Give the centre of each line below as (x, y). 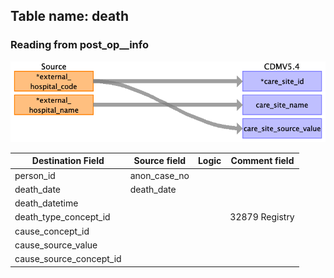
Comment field (262, 161)
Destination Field (68, 161)
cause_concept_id (52, 231)
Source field (160, 161)
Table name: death (69, 16)
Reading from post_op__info (79, 45)
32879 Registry (262, 217)
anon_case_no (159, 175)
